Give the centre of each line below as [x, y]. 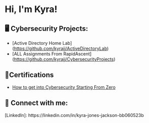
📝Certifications [29, 75]
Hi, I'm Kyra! [31, 9]
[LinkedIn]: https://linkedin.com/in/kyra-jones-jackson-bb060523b [74, 115]
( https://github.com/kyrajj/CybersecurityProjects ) [64, 59]
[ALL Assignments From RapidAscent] [52, 54]
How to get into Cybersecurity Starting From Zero [64, 87]
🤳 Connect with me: [36, 103]
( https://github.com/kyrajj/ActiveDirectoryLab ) [60, 48]
